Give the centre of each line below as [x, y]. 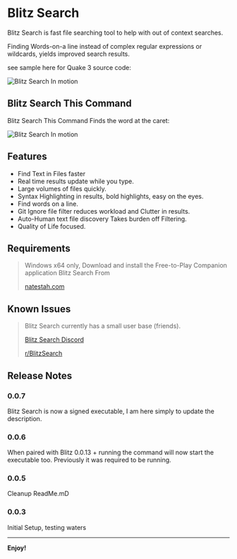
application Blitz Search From [67, 273]
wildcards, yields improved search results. [69, 54]
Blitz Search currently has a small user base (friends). [103, 326]
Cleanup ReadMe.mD [38, 494]
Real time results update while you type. [75, 181]
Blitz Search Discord [54, 340]
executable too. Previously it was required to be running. [89, 460]
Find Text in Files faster [51, 173]
